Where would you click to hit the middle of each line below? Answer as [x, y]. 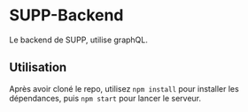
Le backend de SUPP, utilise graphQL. [79, 40]
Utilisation [38, 67]
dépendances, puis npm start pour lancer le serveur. [105, 98]
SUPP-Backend [66, 15]
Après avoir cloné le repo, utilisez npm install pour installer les [124, 88]
